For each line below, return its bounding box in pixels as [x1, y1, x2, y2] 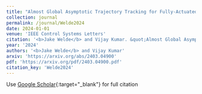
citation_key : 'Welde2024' [6, 64, 74, 71]
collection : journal [6, 14, 58, 20]
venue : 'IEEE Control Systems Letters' [6, 31, 106, 37]
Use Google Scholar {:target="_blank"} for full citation [6, 81, 138, 88]
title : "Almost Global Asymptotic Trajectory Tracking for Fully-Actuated [6, 8, 198, 15]
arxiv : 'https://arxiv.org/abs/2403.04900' [6, 53, 117, 59]
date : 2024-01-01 [6, 25, 50, 32]
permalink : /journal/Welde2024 [6, 20, 85, 26]
